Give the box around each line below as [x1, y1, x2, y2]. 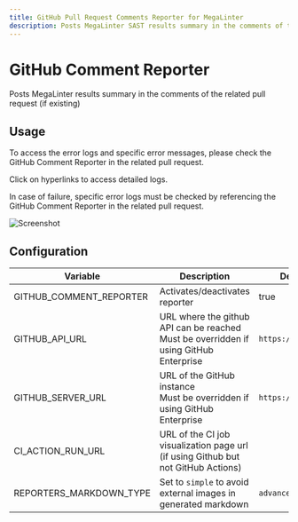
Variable [64, 270, 100, 282]
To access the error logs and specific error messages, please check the [9, 147, 272, 158]
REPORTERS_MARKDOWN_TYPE [13, 487, 151, 500]
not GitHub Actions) [159, 462, 242, 474]
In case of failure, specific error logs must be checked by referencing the [9, 192, 277, 202]
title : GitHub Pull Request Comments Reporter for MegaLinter [9, 12, 244, 22]
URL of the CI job [159, 428, 231, 440]
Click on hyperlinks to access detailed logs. [9, 174, 169, 185]
